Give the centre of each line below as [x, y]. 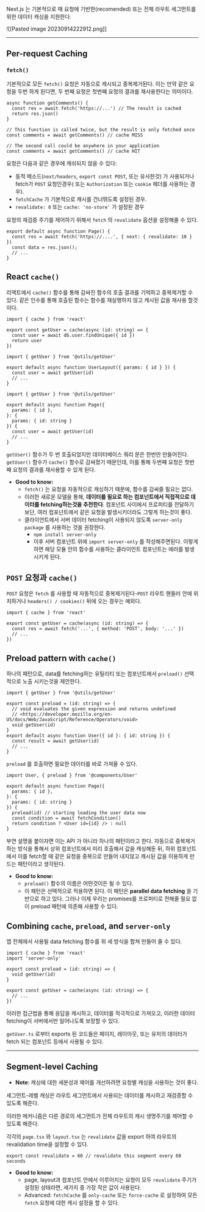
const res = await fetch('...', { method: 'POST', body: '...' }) [98, 629]
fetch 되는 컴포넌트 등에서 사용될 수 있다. [55, 1041]
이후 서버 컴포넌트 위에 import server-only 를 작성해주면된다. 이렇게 [116, 541]
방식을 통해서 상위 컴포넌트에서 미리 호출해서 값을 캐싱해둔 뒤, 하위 [96, 849]
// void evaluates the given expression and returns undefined [94, 709]
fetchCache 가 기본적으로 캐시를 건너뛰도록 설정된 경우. [81, 199]
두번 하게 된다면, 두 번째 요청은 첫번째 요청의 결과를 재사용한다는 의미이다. [105, 91]
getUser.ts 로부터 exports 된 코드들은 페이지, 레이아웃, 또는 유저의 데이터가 [97, 1034]
